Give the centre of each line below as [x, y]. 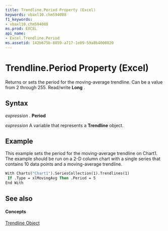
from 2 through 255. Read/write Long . [45, 87]
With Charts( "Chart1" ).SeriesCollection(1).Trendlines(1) [67, 174]
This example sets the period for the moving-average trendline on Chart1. [81, 153]
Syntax [17, 104]
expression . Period [26, 115]
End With [14, 183]
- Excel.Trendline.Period [32, 38]
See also [19, 199]
